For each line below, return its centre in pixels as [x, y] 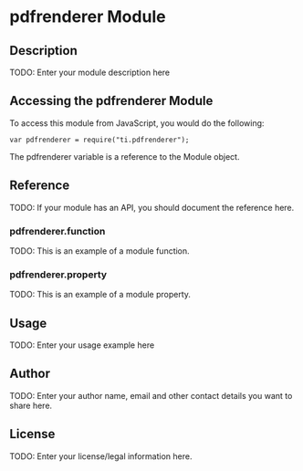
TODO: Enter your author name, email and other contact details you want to [151, 395]
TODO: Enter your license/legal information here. [101, 456]
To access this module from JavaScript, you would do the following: [137, 123]
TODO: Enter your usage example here [82, 345]
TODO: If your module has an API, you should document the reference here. [152, 207]
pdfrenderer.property [58, 274]
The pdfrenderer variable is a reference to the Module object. [125, 156]
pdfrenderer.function [57, 231]
